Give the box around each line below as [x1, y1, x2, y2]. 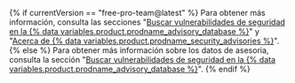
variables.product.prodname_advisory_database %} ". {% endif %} [9, 64, 251, 74]
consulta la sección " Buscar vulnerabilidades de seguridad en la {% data [9, 55, 275, 64]
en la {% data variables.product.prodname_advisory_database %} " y [9, 26, 260, 36]
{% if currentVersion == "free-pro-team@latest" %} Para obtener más [9, 8, 266, 18]
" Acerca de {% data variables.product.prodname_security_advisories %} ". [9, 35, 280, 46]
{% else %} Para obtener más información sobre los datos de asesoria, [9, 45, 269, 56]
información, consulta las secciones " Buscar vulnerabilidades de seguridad [9, 17, 286, 27]
